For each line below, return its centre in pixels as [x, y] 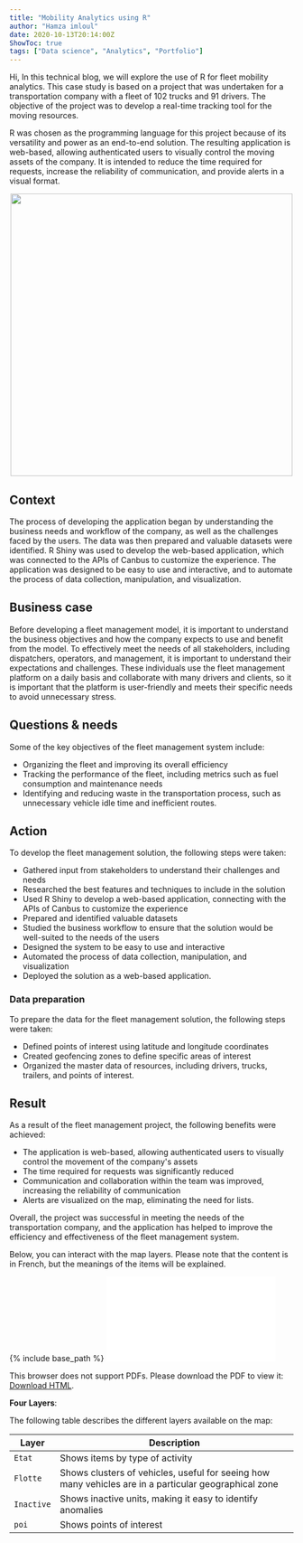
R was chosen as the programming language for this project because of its [148, 133]
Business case [51, 608]
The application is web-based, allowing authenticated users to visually [153, 1153]
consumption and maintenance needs [92, 784]
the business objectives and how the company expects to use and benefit [147, 639]
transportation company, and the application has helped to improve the [141, 1228]
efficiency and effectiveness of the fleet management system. [124, 1237]
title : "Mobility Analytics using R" [80, 18]
